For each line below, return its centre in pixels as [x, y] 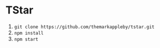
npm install [29, 33]
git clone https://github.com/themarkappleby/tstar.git [84, 27]
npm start [26, 39]
